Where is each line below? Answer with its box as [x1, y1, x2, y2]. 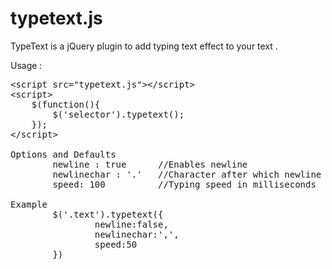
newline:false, [94, 218, 169, 230]
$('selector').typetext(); [52, 108, 185, 120]
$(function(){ [31, 98, 101, 110]
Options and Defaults [10, 148, 117, 160]
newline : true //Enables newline [52, 158, 248, 170]
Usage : [10, 59, 43, 71]
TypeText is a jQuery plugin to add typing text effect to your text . [10, 40, 278, 52]
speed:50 [94, 238, 138, 250]
